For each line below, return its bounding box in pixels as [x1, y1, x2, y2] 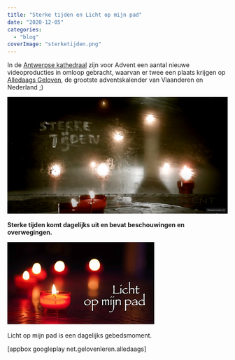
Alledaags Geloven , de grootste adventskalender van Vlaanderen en [7, 75, 204, 84]
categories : [7, 26, 42, 33]
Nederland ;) [7, 83, 44, 92]
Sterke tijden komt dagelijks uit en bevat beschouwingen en [7, 221, 185, 229]
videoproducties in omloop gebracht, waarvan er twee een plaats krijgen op [7, 69, 226, 77]
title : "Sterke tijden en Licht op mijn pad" [7, 11, 142, 18]
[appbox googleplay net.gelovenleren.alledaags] [7, 345, 147, 353]
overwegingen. [7, 228, 52, 237]
